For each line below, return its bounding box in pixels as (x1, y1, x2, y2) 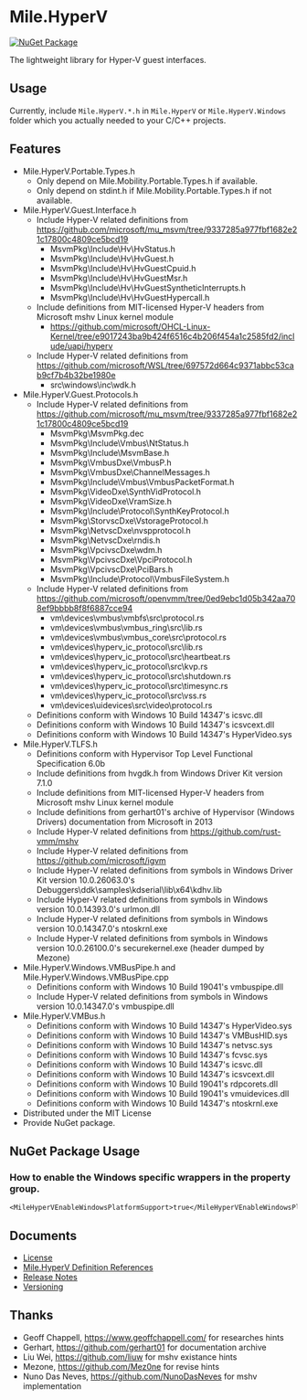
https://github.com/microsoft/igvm (36, 854, 166, 865)
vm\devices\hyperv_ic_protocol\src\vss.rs (49, 690, 207, 701)
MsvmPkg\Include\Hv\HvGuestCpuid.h (49, 262, 196, 273)
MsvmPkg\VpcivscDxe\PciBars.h (49, 564, 174, 575)
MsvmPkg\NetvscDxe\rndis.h (49, 535, 161, 546)
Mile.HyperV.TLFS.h (22, 738, 99, 749)
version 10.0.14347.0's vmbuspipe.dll (36, 1001, 175, 1012)
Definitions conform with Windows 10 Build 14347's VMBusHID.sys (36, 1030, 288, 1041)
